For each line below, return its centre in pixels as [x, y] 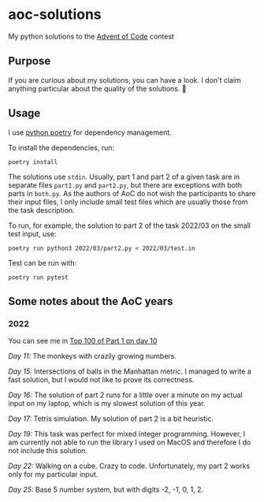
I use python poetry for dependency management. [90, 132]
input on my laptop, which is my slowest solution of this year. [107, 403]
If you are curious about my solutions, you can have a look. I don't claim [125, 80]
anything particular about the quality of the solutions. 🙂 [97, 88]
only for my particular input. [53, 474]
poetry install [33, 162]
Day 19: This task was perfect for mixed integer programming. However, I [127, 434]
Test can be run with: [43, 262]
